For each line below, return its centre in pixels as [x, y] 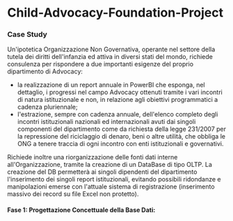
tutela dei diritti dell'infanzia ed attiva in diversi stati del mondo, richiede [110, 57]
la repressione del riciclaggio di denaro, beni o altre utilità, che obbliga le [121, 136]
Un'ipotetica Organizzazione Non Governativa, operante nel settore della [111, 49]
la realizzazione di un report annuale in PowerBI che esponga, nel [111, 85]
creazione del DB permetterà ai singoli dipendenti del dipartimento [102, 172]
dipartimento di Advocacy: [45, 71]
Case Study [27, 35]
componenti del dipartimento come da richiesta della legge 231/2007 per [122, 129]
